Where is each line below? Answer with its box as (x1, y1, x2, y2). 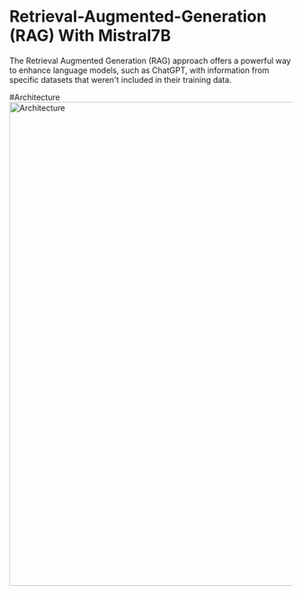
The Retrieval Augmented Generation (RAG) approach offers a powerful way (9, 55, 291, 66)
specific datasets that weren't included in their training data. (9, 74, 232, 85)
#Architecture (9, 92, 60, 103)
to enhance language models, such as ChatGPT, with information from (9, 65, 270, 76)
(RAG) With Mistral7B (9, 25, 172, 46)
